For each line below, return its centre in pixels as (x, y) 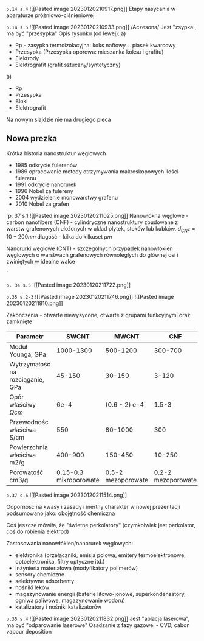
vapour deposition (29, 631)
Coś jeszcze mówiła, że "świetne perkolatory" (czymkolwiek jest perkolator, (101, 525)
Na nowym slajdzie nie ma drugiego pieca (59, 119)
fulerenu (25, 178)
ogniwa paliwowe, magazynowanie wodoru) (70, 600)
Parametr (30, 336)
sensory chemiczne (40, 574)
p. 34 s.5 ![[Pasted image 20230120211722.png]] (69, 285)
